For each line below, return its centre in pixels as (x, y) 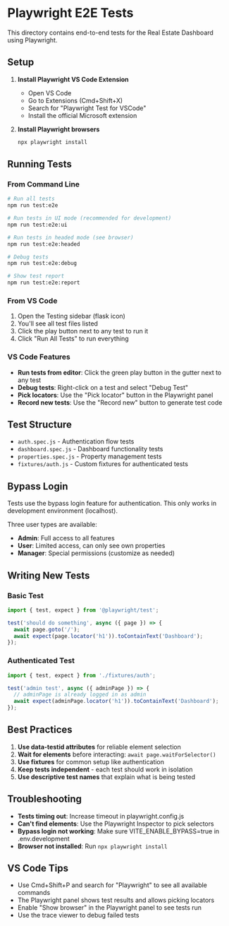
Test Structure (40, 425)
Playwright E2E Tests (70, 13)
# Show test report (36, 276)
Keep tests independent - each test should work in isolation (105, 769)
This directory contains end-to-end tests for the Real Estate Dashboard (110, 32)
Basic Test (25, 595)
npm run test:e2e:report (44, 283)
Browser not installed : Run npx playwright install (92, 846)
